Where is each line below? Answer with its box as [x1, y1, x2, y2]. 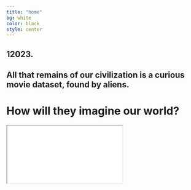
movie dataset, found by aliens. [6, 79, 130, 90]
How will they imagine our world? [6, 104, 180, 118]
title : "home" [6, 9, 43, 15]
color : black [6, 20, 40, 26]
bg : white [6, 15, 32, 21]
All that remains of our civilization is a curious [6, 70, 185, 81]
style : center [6, 26, 43, 33]
